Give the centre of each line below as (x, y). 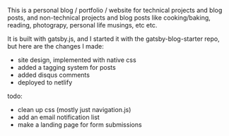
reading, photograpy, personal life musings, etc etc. (82, 25)
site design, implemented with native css (77, 60)
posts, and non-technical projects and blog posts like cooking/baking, (109, 18)
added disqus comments (54, 75)
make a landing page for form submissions (80, 125)
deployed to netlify (45, 82)
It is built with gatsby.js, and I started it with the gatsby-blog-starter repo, (114, 39)
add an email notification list (59, 117)
